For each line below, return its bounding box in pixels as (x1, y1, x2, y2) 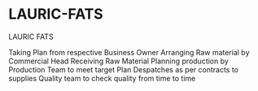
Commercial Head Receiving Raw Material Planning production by (8, 56, 230, 66)
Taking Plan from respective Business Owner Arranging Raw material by (8, 47, 250, 57)
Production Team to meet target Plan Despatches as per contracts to (8, 64, 238, 74)
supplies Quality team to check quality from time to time (8, 73, 196, 83)
